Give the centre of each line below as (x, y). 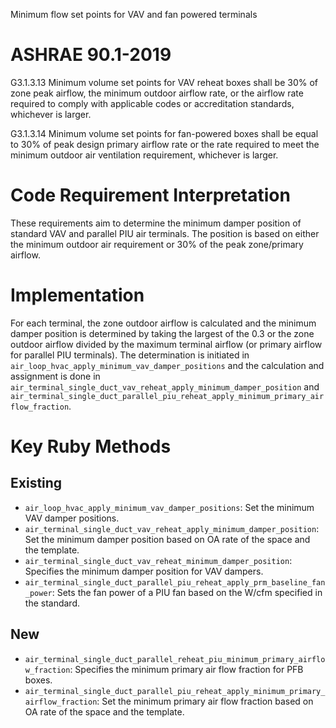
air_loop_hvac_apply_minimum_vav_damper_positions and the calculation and (167, 365)
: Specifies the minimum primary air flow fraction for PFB (186, 669)
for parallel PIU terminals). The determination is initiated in (130, 355)
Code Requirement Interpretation (150, 195)
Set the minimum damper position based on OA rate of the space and (167, 539)
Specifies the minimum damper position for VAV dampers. (144, 571)
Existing (36, 483)
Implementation (77, 295)
